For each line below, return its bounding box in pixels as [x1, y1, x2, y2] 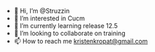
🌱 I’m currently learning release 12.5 [13, 22, 118, 30]
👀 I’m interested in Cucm [13, 14, 86, 22]
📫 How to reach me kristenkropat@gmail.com [13, 37, 149, 45]
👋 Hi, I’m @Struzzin [13, 7, 70, 15]
